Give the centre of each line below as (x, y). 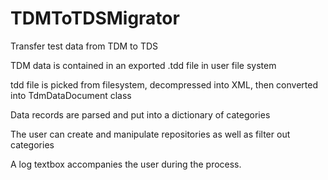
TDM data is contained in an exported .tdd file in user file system (143, 65)
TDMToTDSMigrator (95, 18)
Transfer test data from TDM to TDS (84, 46)
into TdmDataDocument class (71, 95)
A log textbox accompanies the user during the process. (126, 164)
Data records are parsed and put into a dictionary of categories (140, 114)
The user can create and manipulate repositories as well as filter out (150, 134)
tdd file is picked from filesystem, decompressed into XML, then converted (164, 84)
